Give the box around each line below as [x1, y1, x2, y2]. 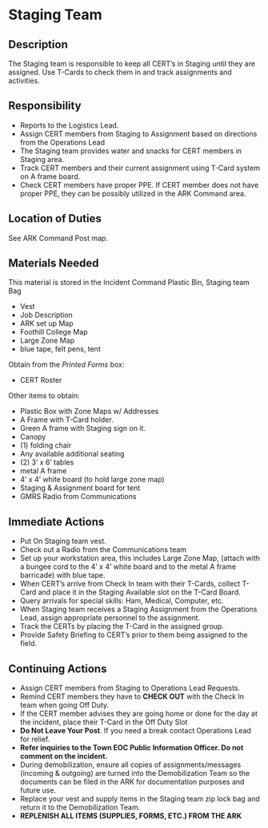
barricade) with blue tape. [19, 570, 106, 580]
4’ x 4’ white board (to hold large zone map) [19, 475, 166, 485]
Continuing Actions [8, 662, 107, 676]
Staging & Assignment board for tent [19, 483, 141, 493]
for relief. [19, 734, 50, 744]
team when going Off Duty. [19, 700, 110, 710]
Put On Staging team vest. [19, 536, 106, 546]
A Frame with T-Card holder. [19, 415, 114, 424]
